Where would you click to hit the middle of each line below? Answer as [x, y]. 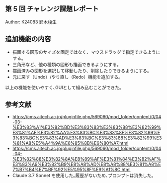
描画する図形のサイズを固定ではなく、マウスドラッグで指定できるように [86, 52]
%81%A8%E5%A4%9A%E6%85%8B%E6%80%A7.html [70, 143]
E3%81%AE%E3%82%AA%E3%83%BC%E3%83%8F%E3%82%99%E [86, 133]
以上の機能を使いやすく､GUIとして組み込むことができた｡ [63, 87]
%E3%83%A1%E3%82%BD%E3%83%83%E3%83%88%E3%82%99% [87, 127]
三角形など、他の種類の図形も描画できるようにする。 [67, 64]
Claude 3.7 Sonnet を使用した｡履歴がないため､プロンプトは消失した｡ [83, 176]
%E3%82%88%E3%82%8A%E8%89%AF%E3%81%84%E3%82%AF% [87, 159]
